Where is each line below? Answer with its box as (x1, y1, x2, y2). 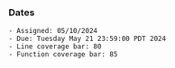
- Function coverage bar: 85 (8, 50, 118, 59)
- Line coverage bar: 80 (8, 42, 102, 51)
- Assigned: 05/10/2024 (8, 27, 98, 36)
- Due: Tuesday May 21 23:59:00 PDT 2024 (8, 34, 167, 44)
